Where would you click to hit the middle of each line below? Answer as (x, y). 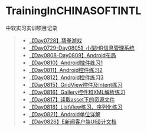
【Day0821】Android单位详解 (65, 114)
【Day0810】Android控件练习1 (66, 63)
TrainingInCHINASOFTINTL (73, 11)
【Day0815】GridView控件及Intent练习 (76, 84)
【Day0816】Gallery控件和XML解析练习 (77, 92)
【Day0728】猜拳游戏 (55, 40)
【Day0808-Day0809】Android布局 (72, 55)
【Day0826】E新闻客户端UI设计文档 (73, 122)
